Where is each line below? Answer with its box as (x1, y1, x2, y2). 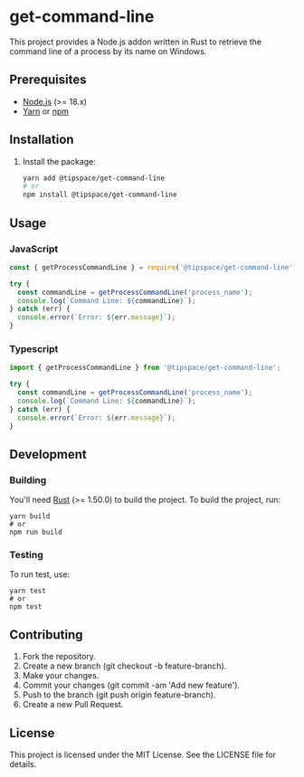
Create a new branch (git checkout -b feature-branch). (22, 660, 227, 671)
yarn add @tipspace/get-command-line (22, 174, 166, 183)
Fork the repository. (22, 651, 97, 662)
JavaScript (9, 242, 59, 255)
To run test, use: (9, 569, 71, 580)
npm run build (9, 527, 63, 537)
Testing (9, 549, 43, 562)
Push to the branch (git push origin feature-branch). (22, 689, 216, 700)
